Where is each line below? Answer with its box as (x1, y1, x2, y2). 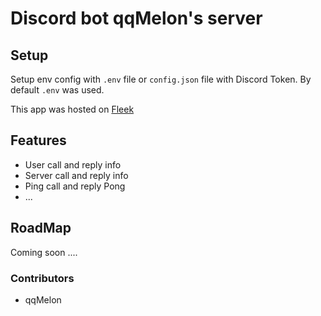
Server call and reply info (24, 169, 129, 181)
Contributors (10, 271, 75, 285)
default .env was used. (10, 84, 105, 96)
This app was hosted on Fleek (10, 103, 135, 115)
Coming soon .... (10, 246, 78, 258)
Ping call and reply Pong (24, 180, 126, 192)
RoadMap (10, 220, 72, 237)
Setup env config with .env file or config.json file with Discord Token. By (10, 73, 312, 85)
